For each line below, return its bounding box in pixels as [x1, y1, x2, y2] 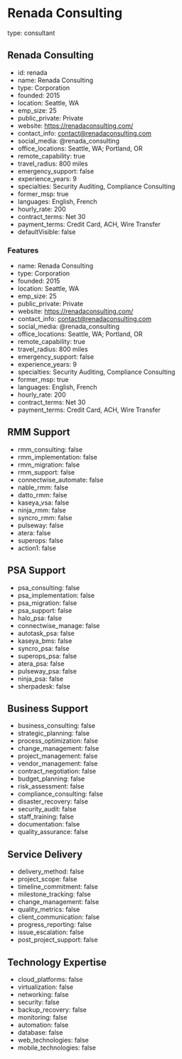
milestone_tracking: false [17, 890, 91, 898]
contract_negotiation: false [17, 767, 97, 776]
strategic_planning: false [17, 729, 90, 738]
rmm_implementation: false [17, 452, 98, 461]
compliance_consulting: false [17, 790, 103, 799]
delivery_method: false [17, 867, 85, 876]
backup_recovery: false [17, 1005, 87, 1014]
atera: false [17, 528, 51, 537]
